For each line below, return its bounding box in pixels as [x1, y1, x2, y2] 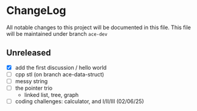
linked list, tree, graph [24, 92, 79, 98]
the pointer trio [15, 84, 53, 92]
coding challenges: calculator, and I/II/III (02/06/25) [15, 98, 144, 105]
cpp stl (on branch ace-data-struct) [15, 70, 105, 78]
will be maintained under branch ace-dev [6, 30, 108, 37]
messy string [15, 77, 48, 85]
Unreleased [6, 48, 52, 58]
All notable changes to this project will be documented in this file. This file [6, 24, 192, 31]
